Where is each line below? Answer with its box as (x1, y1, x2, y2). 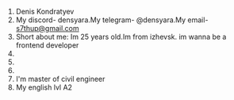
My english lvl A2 (15, 83, 73, 92)
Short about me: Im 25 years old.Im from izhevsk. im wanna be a (15, 32, 227, 41)
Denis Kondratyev (15, 7, 75, 16)
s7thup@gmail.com (15, 24, 79, 33)
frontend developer (15, 40, 79, 50)
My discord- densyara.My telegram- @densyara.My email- (15, 15, 209, 25)
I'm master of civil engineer (15, 75, 105, 83)
